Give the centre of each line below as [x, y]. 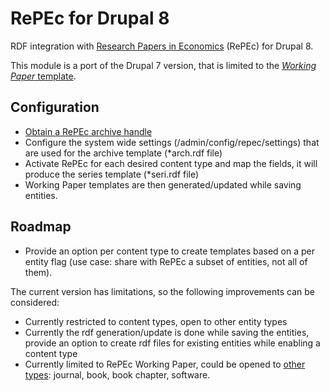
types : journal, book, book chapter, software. [117, 374]
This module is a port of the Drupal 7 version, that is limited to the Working [163, 65]
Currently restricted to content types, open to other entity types [156, 321]
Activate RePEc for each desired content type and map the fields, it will [171, 163]
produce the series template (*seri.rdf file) [112, 174]
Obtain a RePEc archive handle [88, 131]
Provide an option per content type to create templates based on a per [170, 251]
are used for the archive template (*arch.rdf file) [123, 153]
